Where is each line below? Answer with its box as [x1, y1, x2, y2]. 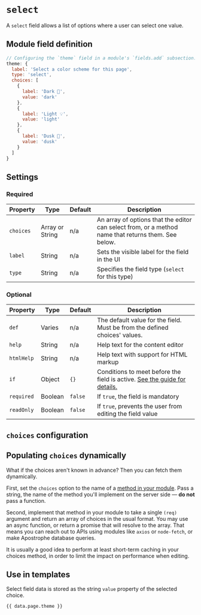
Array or [41, 223, 64, 231]
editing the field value [96, 409, 158, 418]
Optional [6, 290, 32, 299]
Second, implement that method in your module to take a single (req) [6, 508, 178, 516]
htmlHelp [9, 355, 34, 362]
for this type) [96, 273, 133, 281]
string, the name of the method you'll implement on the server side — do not [6, 490, 196, 498]
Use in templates [6, 569, 71, 580]
